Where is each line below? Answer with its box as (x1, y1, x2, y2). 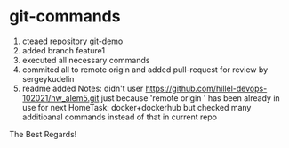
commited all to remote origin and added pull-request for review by (21, 64, 269, 75)
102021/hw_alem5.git (21, 92, 100, 103)
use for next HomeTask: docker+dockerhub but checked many (21, 102, 252, 112)
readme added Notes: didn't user (21, 83, 144, 94)
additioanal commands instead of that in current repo (21, 111, 218, 122)
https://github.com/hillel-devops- (145, 83, 268, 94)
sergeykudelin (21, 73, 75, 84)
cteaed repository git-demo (21, 36, 124, 46)
